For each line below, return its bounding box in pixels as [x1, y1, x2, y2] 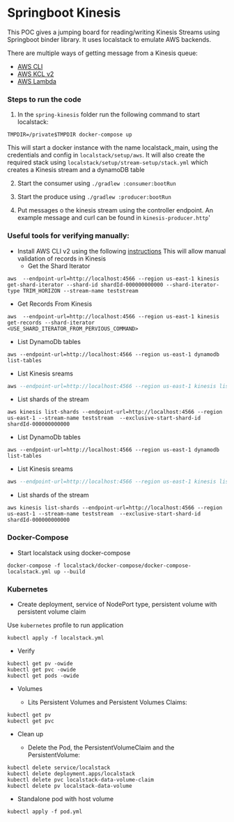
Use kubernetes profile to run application [7, 621, 124, 629]
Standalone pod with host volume [17, 794, 114, 802]
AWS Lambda [17, 77, 57, 85]
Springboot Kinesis [7, 5, 121, 21]
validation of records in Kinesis [17, 254, 107, 263]
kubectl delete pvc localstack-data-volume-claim [7, 776, 155, 783]
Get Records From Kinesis [17, 300, 93, 308]
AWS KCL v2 [17, 70, 54, 78]
